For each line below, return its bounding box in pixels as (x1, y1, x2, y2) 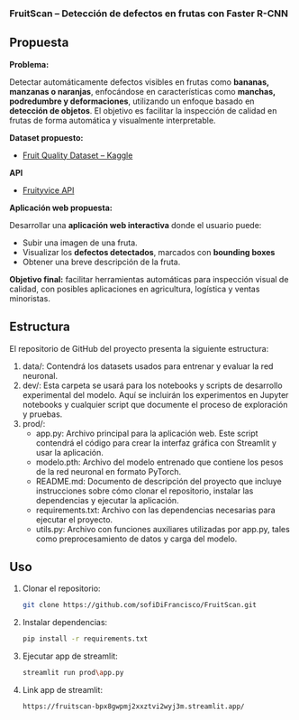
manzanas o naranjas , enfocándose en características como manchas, (9, 86, 276, 97)
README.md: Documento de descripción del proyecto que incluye (35, 475, 282, 486)
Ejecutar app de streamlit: (22, 651, 119, 661)
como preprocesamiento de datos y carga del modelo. (35, 533, 238, 544)
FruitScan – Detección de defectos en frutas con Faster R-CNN (9, 7, 289, 20)
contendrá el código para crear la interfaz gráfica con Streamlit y (35, 437, 277, 448)
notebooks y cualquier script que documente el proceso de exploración (22, 399, 288, 410)
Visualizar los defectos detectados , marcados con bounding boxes (22, 246, 276, 257)
